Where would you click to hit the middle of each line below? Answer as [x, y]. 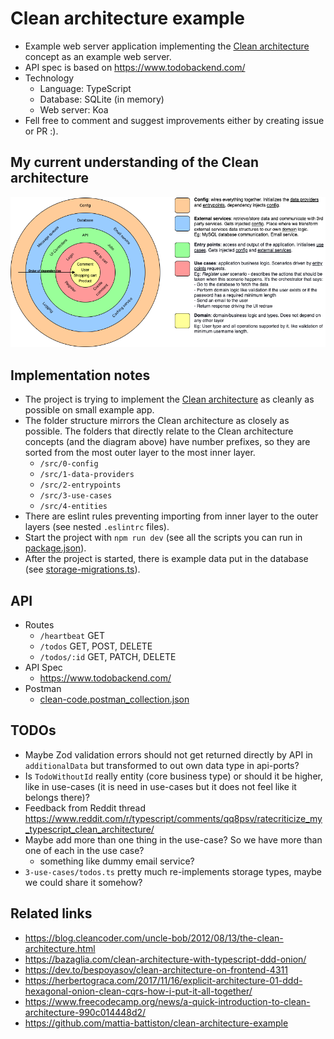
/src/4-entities [73, 507]
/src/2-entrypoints [80, 485]
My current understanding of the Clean [135, 162]
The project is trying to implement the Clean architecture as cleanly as [169, 399]
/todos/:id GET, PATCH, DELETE [108, 657]
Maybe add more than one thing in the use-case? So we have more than [173, 839]
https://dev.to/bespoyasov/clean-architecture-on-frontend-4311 [156, 969]
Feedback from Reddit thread [85, 808]
